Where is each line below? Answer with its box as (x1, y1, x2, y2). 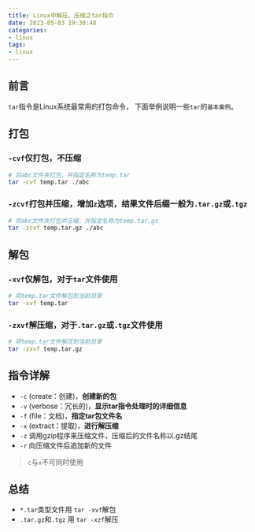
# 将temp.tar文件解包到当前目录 (8, 292, 102, 299)
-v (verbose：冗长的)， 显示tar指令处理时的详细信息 (19, 401, 187, 411)
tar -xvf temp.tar (8, 299, 68, 307)
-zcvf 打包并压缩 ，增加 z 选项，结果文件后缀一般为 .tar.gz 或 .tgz (8, 199, 248, 210)
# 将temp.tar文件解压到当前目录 (8, 338, 102, 346)
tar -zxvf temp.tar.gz (8, 344, 83, 353)
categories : (8, 26, 47, 34)
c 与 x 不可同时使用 (27, 457, 84, 467)
